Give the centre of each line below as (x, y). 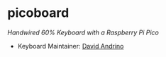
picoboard (38, 13)
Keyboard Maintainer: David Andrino (71, 46)
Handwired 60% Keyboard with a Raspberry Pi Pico (83, 32)
